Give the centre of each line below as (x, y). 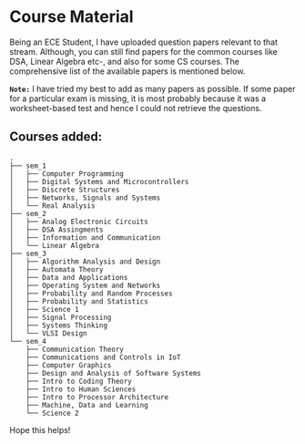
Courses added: (56, 137)
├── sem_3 (28, 253)
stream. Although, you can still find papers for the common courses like (143, 51)
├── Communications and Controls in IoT (103, 357)
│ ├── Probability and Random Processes (91, 294)
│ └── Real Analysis (52, 206)
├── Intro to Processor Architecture (97, 397)
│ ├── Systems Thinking (58, 325)
